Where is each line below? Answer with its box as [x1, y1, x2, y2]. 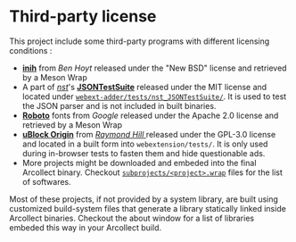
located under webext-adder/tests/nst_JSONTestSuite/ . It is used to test [21, 91, 287, 102]
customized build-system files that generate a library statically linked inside [9, 203, 287, 213]
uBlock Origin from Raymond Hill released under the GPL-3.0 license [21, 129, 276, 139]
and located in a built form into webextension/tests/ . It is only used [21, 138, 268, 149]
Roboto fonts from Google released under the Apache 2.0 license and [21, 110, 279, 121]
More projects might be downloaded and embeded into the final [21, 157, 257, 168]
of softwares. [21, 176, 71, 187]
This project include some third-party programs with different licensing [9, 36, 270, 46]
